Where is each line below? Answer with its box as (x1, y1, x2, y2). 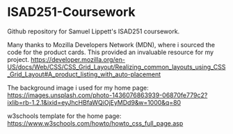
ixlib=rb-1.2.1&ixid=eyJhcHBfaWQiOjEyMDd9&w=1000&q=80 (7, 98, 182, 106)
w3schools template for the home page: (7, 112, 122, 120)
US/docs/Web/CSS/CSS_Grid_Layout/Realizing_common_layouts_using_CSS (7, 62, 226, 71)
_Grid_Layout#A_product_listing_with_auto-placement (7, 70, 161, 78)
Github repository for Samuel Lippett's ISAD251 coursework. (7, 27, 180, 35)
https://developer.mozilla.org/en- (31, 55, 125, 63)
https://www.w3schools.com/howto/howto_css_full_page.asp (7, 119, 184, 127)
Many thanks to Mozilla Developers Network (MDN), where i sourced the (7, 40, 216, 49)
